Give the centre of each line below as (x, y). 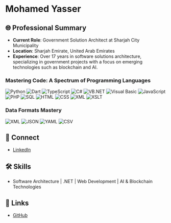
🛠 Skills (18, 166)
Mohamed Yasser (43, 9)
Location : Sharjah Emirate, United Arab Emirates (64, 51)
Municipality (26, 46)
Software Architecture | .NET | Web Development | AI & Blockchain (83, 182)
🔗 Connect (22, 137)
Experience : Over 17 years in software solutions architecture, (77, 56)
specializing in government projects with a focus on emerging (78, 62)
